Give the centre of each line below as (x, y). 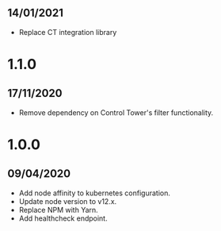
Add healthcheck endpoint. (63, 218)
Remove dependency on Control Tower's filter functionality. (116, 112)
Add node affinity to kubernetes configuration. (95, 193)
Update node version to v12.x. (68, 201)
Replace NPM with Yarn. (58, 210)
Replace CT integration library (68, 32)
